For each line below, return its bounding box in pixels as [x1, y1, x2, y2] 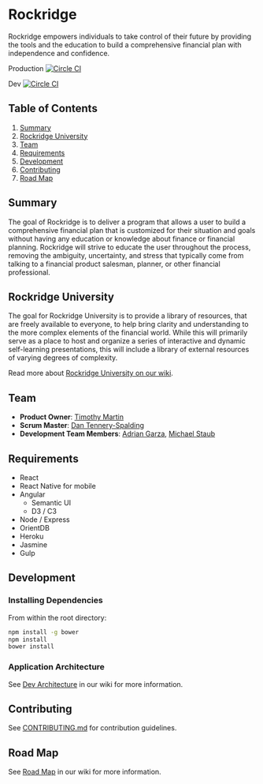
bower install [8, 643, 55, 651]
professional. [8, 267, 51, 277]
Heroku [19, 531, 44, 541]
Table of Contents [8, 102, 98, 115]
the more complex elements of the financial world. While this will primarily [8, 328, 248, 337]
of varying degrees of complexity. [8, 353, 118, 362]
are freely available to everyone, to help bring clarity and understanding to [8, 320, 250, 329]
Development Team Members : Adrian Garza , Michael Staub [19, 429, 216, 439]
